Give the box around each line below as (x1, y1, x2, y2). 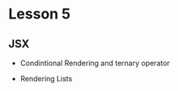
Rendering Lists (19, 74, 73, 83)
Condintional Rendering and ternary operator (19, 58, 170, 68)
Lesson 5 (8, 5, 71, 23)
